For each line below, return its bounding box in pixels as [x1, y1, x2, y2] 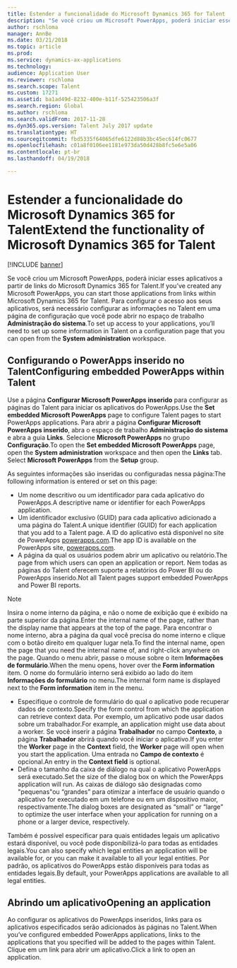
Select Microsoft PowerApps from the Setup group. [7, 456, 159, 464]
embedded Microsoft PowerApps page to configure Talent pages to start [7, 410, 221, 419]
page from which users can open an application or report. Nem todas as [17, 558, 228, 567]
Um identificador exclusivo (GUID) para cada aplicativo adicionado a [17, 513, 217, 522]
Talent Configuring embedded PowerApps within [7, 366, 224, 378]
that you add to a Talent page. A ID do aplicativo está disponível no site [17, 528, 224, 536]
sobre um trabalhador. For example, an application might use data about [17, 720, 226, 728]
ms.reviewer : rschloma [7, 76, 74, 83]
